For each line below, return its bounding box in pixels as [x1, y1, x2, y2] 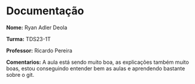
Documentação [6, 4, 84, 18]
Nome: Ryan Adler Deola [6, 24, 68, 31]
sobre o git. [6, 71, 35, 78]
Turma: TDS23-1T [6, 35, 51, 42]
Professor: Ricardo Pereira [6, 46, 73, 54]
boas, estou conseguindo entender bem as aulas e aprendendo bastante [6, 64, 185, 72]
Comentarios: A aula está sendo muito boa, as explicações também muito [6, 58, 190, 66]
